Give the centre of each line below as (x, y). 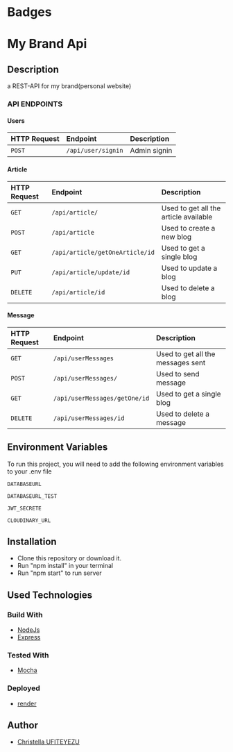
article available (187, 217)
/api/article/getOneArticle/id (103, 252)
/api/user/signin (95, 151)
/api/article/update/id (91, 272)
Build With (25, 615)
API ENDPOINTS (35, 104)
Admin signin (151, 151)
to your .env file (29, 471)
